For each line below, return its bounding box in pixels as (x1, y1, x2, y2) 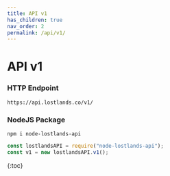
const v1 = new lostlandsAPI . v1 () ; (7, 148, 109, 155)
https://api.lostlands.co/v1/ (7, 99, 94, 106)
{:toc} (7, 161, 23, 169)
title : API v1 (7, 10, 48, 17)
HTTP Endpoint (7, 83, 59, 93)
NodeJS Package (7, 115, 66, 124)
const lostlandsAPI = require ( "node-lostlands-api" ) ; (7, 142, 165, 150)
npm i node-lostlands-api (7, 131, 81, 137)
